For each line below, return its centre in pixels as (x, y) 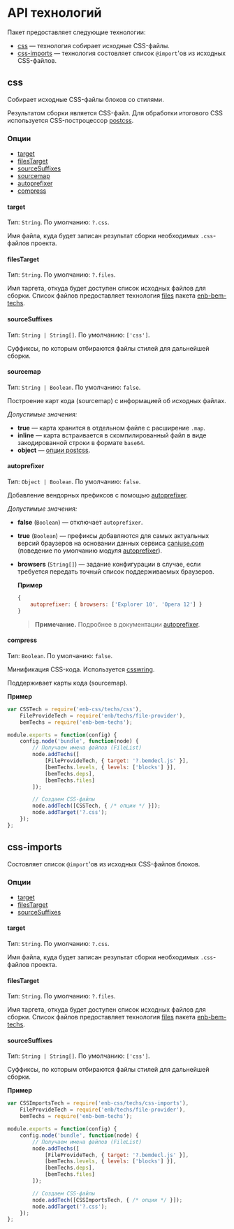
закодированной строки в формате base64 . (81, 442)
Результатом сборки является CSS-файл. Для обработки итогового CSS (115, 112)
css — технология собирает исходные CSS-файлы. (93, 45)
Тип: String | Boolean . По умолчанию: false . (74, 387)
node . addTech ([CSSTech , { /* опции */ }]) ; (96, 806)
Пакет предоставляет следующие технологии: (76, 32)
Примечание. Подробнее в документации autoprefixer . (117, 624)
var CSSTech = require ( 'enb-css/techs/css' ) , (74, 709)
